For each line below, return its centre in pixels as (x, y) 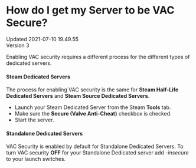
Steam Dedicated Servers (38, 77)
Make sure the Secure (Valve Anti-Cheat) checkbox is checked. (93, 114)
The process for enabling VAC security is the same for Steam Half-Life (92, 90)
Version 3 (18, 45)
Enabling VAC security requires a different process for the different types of (98, 57)
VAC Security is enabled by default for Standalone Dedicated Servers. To (95, 146)
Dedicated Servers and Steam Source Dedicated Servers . (78, 96)
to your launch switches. (36, 159)
